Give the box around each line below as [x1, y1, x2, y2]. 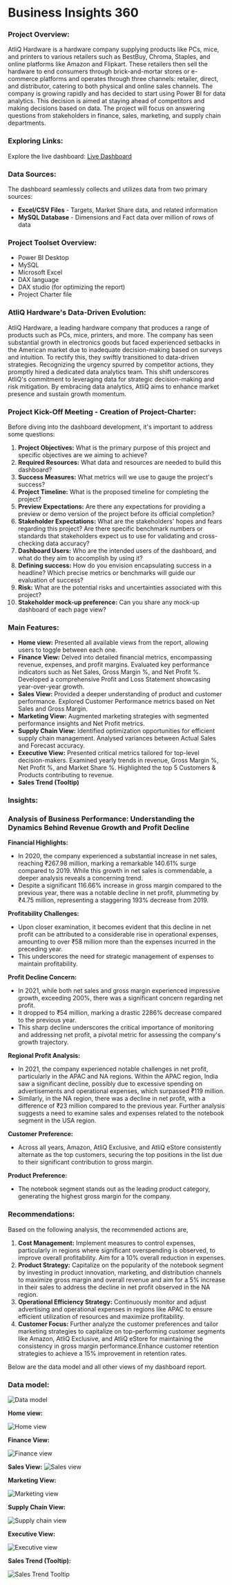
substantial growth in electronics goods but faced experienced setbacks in [8, 338, 220, 346]
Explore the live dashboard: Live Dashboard [8, 152, 132, 160]
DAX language [17, 276, 59, 284]
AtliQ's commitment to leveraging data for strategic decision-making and [8, 375, 215, 383]
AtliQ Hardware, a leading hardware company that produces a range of [8, 324, 210, 332]
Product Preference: [8, 1171, 68, 1180]
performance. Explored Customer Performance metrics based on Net [17, 698, 215, 706]
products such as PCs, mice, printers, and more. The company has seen [8, 330, 213, 339]
